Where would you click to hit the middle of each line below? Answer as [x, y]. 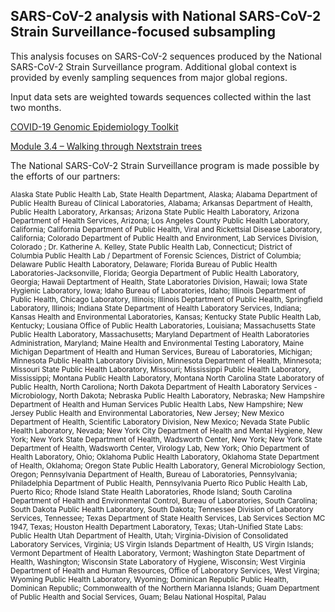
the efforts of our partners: [65, 176]
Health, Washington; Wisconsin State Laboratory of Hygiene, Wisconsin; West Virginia [158, 562]
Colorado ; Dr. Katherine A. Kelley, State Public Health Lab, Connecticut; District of [151, 247]
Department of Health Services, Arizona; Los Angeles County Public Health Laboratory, [160, 220]
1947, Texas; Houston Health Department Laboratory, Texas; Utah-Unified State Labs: [156, 527]
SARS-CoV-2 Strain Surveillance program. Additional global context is [153, 66]
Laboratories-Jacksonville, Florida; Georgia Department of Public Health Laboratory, [155, 273]
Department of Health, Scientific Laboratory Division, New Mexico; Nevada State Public [160, 422]
